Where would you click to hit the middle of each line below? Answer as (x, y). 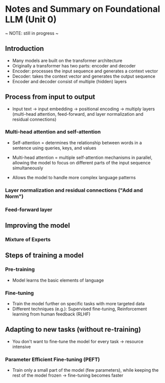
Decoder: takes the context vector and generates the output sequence (84, 76)
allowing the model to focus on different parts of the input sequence (81, 162)
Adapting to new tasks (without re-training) (73, 330)
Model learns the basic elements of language (58, 280)
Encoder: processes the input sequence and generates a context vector (85, 71)
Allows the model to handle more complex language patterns (74, 177)
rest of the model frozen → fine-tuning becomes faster (68, 376)
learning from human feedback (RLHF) (51, 314)
